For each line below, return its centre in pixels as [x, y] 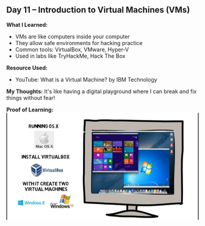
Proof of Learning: [30, 110]
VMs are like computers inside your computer [72, 37]
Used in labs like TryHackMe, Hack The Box [70, 56]
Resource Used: [27, 68]
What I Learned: [27, 24]
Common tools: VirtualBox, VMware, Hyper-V [72, 49]
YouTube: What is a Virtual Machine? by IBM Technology [86, 79]
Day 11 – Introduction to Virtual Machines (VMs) [98, 10]
